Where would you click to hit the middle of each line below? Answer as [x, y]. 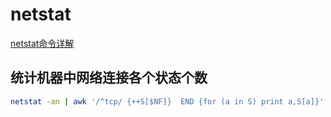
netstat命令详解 [42, 43]
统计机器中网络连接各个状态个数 [109, 78]
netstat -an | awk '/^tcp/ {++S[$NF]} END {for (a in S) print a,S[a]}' [167, 101]
